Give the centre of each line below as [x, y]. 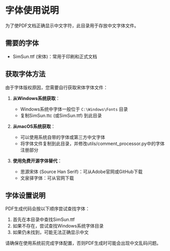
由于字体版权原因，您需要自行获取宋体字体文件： [56, 87]
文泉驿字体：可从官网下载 [47, 178]
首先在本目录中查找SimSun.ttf [44, 219]
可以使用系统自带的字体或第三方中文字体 [63, 137]
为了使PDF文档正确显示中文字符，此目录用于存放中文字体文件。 [72, 26]
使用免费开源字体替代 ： [37, 161]
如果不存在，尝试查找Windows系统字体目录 [58, 226]
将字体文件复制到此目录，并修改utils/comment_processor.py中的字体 [92, 143]
